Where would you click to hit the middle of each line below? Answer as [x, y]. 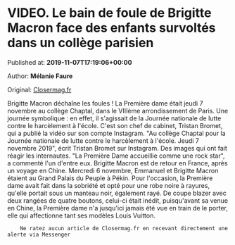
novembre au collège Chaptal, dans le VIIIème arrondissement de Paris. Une [118, 111]
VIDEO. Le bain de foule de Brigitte [109, 13]
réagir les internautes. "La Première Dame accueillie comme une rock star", [116, 156]
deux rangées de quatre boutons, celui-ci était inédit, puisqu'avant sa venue [118, 200]
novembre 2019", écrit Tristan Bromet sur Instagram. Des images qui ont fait [117, 148]
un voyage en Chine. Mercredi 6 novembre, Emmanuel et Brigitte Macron [113, 170]
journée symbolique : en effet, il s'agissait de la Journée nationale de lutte [114, 118]
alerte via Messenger [39, 234]
